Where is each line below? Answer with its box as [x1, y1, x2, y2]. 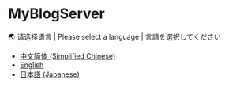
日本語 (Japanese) [19, 69, 81, 79]
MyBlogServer [8, 5, 105, 23]
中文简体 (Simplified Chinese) [19, 51, 116, 60]
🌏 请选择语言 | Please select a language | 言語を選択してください [8, 32, 221, 41]
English [19, 60, 44, 70]
